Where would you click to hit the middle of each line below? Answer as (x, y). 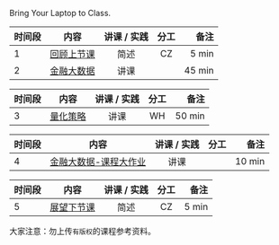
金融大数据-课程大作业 (98, 162)
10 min (250, 161)
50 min (190, 116)
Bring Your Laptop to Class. (60, 13)
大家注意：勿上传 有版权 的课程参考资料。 (82, 231)
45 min (199, 70)
